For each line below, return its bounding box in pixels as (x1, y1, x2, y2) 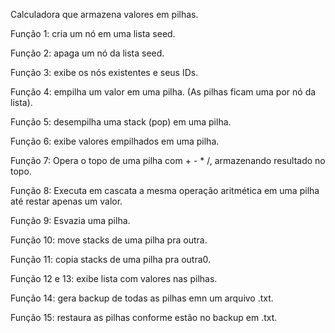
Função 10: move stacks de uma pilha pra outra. (10, 234, 208, 246)
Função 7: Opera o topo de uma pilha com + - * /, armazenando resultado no (10, 155, 326, 166)
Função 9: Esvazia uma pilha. (10, 215, 131, 226)
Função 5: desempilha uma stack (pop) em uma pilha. (10, 116, 232, 128)
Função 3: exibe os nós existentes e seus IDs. (10, 67, 199, 78)
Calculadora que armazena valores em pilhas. (10, 9, 199, 20)
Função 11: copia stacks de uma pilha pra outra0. (10, 254, 212, 265)
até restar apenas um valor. (10, 195, 123, 207)
